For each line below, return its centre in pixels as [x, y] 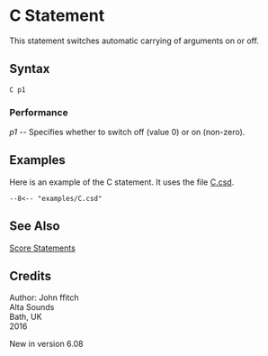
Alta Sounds [32, 307]
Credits [31, 276]
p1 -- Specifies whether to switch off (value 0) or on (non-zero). [127, 132]
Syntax [30, 69]
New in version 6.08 [46, 344]
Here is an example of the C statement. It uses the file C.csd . [122, 182]
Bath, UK [26, 317]
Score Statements [43, 248]
